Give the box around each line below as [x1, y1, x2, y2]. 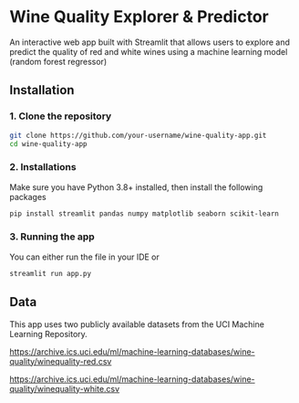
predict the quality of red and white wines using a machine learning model [9, 46, 288, 57]
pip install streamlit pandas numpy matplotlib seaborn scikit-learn [9, 208, 280, 218]
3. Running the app [9, 230, 96, 243]
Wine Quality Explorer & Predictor [9, 6, 269, 27]
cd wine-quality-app [9, 139, 88, 148]
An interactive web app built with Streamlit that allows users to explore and [9, 37, 290, 48]
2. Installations [9, 161, 77, 174]
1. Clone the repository [9, 110, 112, 122]
